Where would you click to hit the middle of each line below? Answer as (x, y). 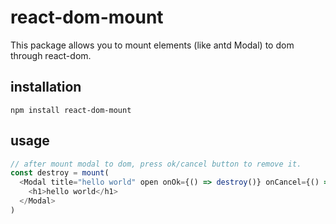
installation (46, 87)
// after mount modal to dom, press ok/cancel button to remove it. (156, 164)
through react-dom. (51, 55)
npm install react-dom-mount (71, 110)
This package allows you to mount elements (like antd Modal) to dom (152, 45)
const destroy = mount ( (60, 173)
